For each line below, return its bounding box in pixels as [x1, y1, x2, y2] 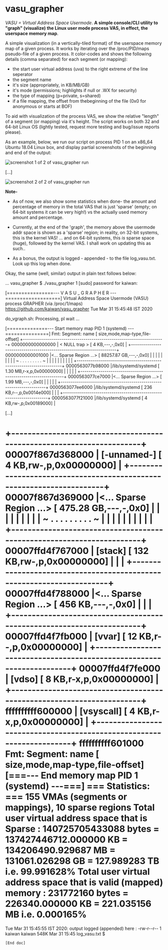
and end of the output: [5, 149, 52, 155]
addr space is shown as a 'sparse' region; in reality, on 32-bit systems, [12, 229, 159, 235]
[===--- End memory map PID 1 [5, 770, 138, 781]
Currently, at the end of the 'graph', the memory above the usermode [12, 224, 155, 230]
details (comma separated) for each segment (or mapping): [5, 56, 128, 62]
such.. [12, 245, 26, 252]
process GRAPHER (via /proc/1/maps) [5, 300, 83, 306]
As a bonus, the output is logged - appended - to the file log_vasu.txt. [12, 255, 156, 261]
